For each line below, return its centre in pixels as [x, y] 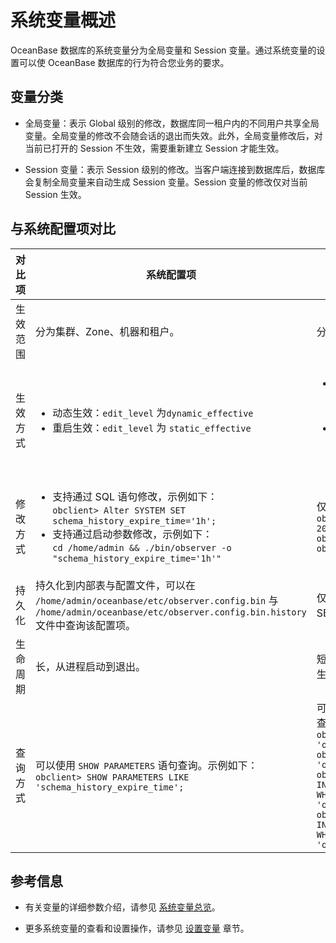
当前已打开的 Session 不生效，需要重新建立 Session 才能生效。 [154, 148]
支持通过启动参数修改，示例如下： [132, 534]
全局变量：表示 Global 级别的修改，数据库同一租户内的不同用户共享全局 [172, 123]
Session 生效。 [55, 194]
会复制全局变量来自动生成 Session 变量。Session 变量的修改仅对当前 [166, 182]
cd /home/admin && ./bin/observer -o [142, 547]
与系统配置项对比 [63, 229]
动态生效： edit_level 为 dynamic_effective [153, 413]
